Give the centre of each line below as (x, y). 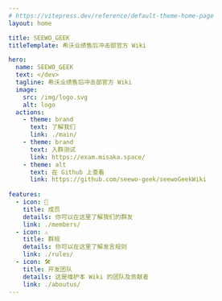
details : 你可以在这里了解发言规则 (75, 247)
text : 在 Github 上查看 (67, 172)
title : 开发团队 (47, 269)
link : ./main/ (53, 135)
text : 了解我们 (53, 127)
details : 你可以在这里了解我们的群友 (78, 217)
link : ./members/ (52, 225)
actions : (30, 112)
